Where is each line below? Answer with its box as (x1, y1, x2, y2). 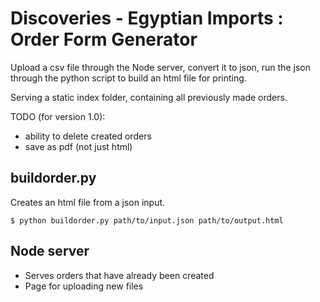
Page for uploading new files (24, 280, 144, 292)
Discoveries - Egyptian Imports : (10, 7, 284, 30)
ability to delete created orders (24, 130, 152, 142)
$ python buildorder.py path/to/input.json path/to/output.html (10, 215, 284, 226)
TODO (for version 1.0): (10, 110, 106, 122)
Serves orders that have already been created (24, 269, 215, 281)
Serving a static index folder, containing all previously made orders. (10, 91, 288, 103)
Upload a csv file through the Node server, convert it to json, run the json (10, 61, 311, 73)
